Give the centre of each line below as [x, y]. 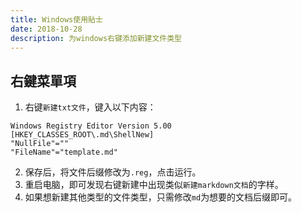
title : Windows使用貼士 [56, 19]
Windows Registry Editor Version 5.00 [91, 126]
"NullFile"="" [40, 144]
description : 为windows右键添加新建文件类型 [96, 38]
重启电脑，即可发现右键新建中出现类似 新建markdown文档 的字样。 [154, 185]
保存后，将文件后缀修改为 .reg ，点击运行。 [113, 172]
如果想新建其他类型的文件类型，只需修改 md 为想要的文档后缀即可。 [161, 197]
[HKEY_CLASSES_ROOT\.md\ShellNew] [82, 135]
